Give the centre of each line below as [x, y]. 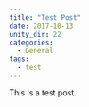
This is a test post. [43, 92]
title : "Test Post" [45, 17]
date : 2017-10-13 [41, 26]
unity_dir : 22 [36, 34]
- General [35, 51]
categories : [31, 42]
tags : [19, 59]
